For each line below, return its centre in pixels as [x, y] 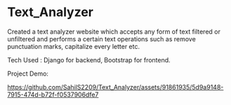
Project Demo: [28, 73]
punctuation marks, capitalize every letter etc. [74, 46]
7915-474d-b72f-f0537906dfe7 [53, 94]
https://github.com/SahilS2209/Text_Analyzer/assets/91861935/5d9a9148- [115, 87]
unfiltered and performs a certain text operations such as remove [102, 38]
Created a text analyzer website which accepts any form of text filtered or [114, 31]
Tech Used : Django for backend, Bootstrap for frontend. [89, 59]
